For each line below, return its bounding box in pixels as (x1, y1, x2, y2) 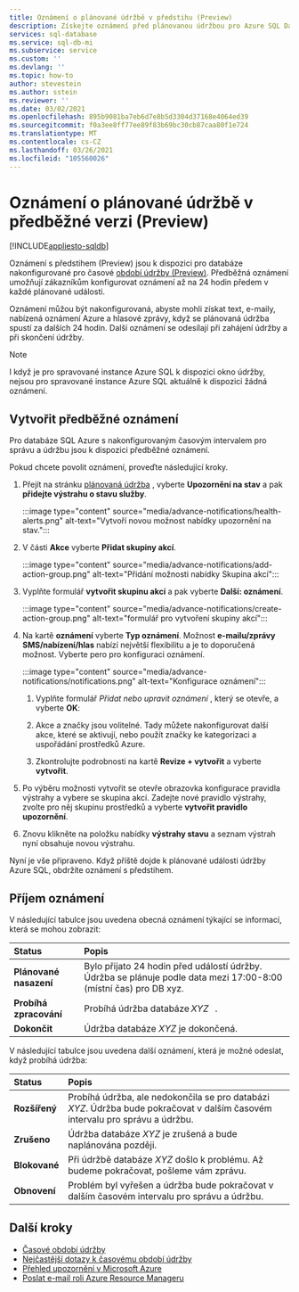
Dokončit (13, 1023, 53, 1035)
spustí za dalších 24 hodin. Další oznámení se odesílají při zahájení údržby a (9, 323, 287, 333)
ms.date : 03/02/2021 (9, 104, 86, 113)
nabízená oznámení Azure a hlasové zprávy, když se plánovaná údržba (9, 313, 270, 324)
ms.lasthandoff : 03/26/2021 (9, 145, 114, 154)
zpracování (13, 1008, 62, 1021)
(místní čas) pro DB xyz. (84, 983, 184, 995)
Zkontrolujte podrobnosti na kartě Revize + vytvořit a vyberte (35, 756, 263, 767)
